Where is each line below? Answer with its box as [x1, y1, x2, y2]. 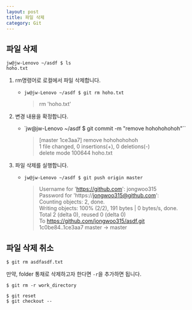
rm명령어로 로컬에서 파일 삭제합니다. [14, 76, 101, 84]
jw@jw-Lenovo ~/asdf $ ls [6, 60, 71, 66]
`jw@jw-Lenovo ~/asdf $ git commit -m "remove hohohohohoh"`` [23, 125, 187, 132]
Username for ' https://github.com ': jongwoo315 [39, 185, 157, 193]
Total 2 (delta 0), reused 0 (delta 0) [39, 211, 126, 219]
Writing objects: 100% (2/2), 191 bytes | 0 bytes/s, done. [39, 205, 178, 212]
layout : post [6, 8, 39, 15]
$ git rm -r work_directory [6, 282, 77, 288]
